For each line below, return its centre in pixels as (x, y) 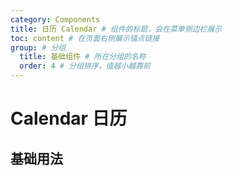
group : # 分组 (38, 47)
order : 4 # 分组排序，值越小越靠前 (85, 66)
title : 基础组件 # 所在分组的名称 (83, 57)
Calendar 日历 (69, 118)
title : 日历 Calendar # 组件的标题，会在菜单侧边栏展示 (116, 29)
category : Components (55, 19)
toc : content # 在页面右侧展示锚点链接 (85, 38)
